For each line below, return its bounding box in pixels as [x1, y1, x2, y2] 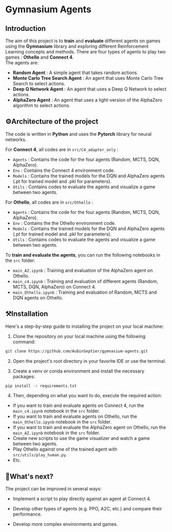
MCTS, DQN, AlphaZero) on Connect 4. [12, 283, 97, 290]
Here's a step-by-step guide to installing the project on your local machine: [5, 323, 164, 329]
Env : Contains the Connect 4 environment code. [12, 167, 115, 173]
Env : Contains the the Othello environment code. [12, 220, 116, 226]
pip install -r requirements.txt [5, 383, 77, 388]
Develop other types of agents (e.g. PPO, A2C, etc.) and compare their [12, 506, 162, 512]
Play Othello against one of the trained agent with [12, 446, 118, 452]
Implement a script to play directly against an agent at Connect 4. [12, 495, 151, 502]
